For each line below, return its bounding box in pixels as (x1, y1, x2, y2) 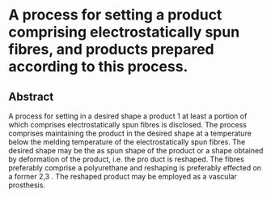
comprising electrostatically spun (8, 23, 240, 41)
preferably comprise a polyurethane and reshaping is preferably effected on (8, 163, 261, 172)
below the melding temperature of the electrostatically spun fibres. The (8, 137, 246, 147)
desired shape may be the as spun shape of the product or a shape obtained (8, 146, 264, 155)
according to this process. (8, 58, 188, 76)
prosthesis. (8, 180, 46, 190)
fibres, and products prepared (8, 41, 214, 58)
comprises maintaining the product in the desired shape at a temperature (8, 128, 252, 138)
